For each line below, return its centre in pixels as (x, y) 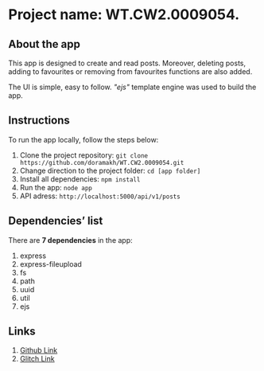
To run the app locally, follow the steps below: (83, 139)
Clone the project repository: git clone (84, 155)
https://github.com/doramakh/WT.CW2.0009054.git (102, 162)
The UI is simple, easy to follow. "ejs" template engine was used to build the (132, 87)
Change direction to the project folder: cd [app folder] (110, 170)
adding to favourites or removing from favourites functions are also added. (130, 72)
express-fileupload (50, 264)
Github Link (39, 350)
